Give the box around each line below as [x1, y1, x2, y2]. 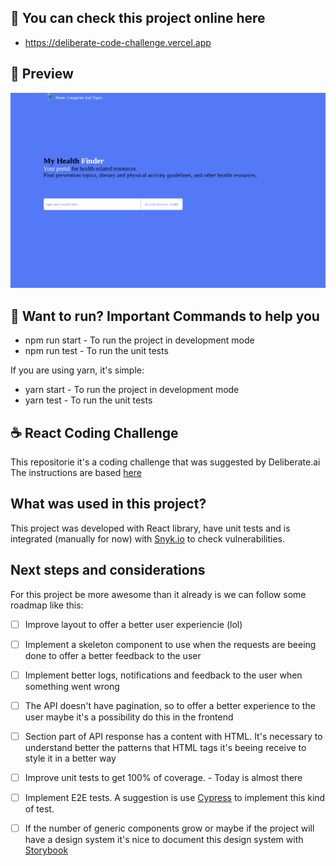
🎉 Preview [10, 66, 74, 83]
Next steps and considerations [10, 562, 206, 579]
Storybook [24, 844, 69, 856]
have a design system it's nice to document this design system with [24, 834, 304, 846]
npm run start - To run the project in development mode [24, 334, 255, 346]
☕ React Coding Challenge [10, 424, 179, 441]
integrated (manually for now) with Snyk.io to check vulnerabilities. [10, 532, 286, 545]
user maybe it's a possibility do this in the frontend [24, 711, 234, 723]
